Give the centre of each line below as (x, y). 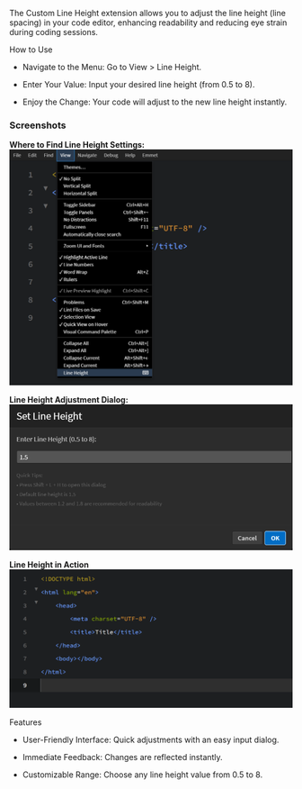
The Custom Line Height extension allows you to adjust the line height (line (147, 13)
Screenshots (38, 125)
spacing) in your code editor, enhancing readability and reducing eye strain (148, 23)
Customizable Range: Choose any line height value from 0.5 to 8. (142, 775)
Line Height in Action (49, 564)
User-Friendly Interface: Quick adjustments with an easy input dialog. (151, 740)
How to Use (31, 50)
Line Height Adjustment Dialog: (69, 400)
